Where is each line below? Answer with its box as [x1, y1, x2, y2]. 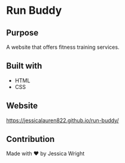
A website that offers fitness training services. [6, 43, 120, 51]
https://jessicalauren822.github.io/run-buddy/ [6, 117, 120, 124]
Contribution [6, 134, 55, 144]
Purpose [6, 28, 39, 38]
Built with [6, 61, 42, 71]
